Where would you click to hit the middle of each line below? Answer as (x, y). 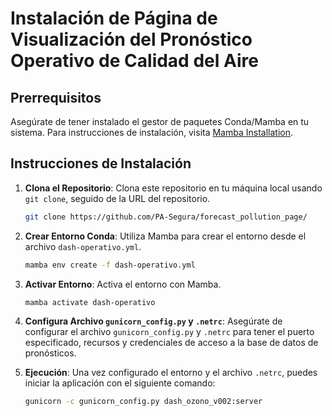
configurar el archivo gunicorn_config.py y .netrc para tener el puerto (169, 332)
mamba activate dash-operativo (90, 302)
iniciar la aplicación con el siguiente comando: (120, 383)
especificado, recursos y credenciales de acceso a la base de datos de (171, 343)
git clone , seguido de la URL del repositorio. (117, 198)
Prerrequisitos (56, 97)
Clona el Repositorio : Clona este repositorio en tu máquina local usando (173, 188)
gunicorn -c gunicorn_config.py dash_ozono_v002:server (143, 402)
